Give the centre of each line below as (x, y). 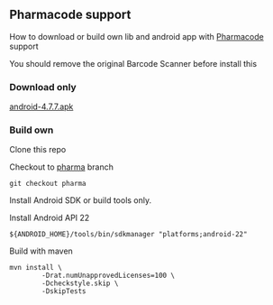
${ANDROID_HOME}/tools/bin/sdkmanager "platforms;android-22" (128, 235)
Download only (43, 87)
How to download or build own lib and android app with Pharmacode (136, 36)
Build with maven (41, 251)
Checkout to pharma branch (62, 167)
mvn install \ (36, 268)
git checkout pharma (48, 184)
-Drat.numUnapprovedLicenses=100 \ (109, 276)
